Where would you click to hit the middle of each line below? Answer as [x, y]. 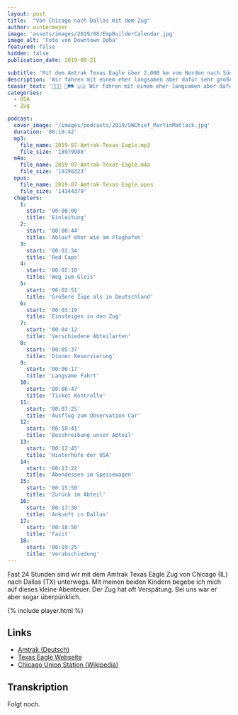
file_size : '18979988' [53, 152]
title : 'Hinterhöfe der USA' [69, 455]
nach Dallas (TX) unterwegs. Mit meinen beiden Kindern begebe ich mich [114, 582]
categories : [25, 93]
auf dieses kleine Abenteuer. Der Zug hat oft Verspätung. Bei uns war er [112, 589]
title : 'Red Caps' [53, 257]
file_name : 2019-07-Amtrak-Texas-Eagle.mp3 [85, 145]
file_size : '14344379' [53, 191]
